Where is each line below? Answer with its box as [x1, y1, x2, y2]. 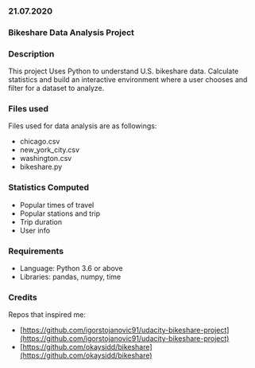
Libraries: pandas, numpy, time [19, 272, 122, 282]
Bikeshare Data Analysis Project [8, 26, 135, 37]
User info [19, 225, 50, 235]
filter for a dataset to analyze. [8, 84, 105, 93]
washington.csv [19, 154, 72, 163]
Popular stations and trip [19, 209, 101, 218]
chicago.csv [19, 137, 60, 147]
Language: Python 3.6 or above [19, 264, 123, 273]
